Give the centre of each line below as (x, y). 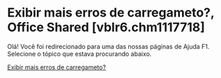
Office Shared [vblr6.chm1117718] (106, 27)
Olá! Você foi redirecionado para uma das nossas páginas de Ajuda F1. (108, 46)
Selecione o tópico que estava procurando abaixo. (79, 54)
